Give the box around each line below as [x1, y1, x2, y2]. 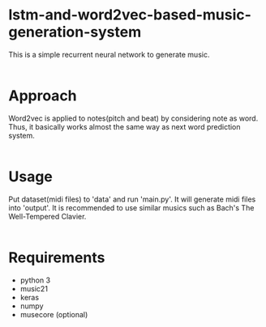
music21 [19, 283, 49, 293]
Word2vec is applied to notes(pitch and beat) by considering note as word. [8, 113, 259, 123]
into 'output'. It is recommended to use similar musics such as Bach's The [8, 202, 255, 212]
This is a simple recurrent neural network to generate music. [8, 49, 210, 59]
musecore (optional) [19, 309, 88, 319]
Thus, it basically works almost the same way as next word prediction [8, 121, 241, 131]
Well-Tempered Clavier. [8, 211, 87, 221]
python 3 [19, 275, 51, 285]
